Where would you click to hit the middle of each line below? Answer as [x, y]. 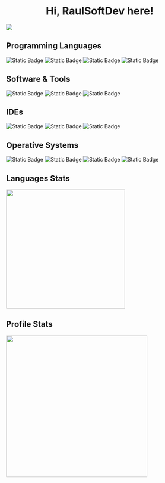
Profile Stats [29, 324]
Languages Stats [38, 178]
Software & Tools [38, 79]
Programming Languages [54, 46]
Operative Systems [42, 145]
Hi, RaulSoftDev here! [100, 11]
